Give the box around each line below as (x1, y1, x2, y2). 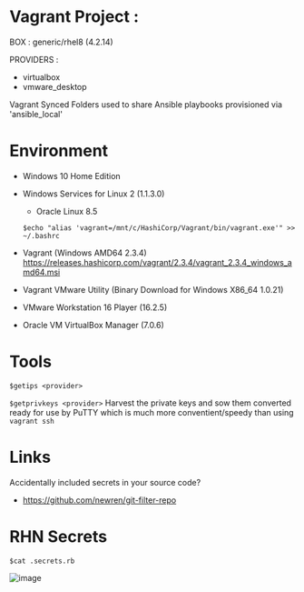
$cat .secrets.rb (9, 557, 75, 566)
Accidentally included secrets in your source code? (9, 477, 201, 487)
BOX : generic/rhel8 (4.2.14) (9, 36, 113, 47)
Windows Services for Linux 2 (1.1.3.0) (22, 188, 165, 199)
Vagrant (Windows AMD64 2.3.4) (22, 247, 147, 258)
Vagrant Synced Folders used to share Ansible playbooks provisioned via (9, 98, 283, 110)
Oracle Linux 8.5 (35, 206, 98, 216)
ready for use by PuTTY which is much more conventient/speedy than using (9, 406, 294, 417)
